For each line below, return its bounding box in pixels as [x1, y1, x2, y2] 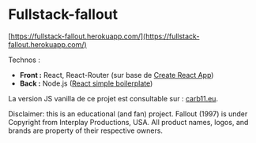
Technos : [8, 55, 41, 64]
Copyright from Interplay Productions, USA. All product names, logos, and [8, 117, 249, 126]
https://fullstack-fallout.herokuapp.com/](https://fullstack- [10, 31, 200, 41]
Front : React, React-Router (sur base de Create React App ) [19, 70, 214, 79]
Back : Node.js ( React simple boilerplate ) [19, 79, 153, 88]
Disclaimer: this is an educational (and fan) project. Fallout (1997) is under [8, 108, 248, 119]
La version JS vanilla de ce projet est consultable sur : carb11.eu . [8, 93, 219, 103]
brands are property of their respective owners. [8, 126, 164, 135]
